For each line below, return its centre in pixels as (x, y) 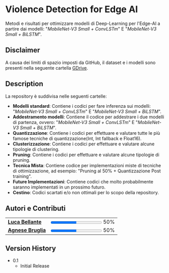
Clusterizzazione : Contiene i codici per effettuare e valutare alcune (83, 144)
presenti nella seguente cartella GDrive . (47, 68)
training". (22, 176)
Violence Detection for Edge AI (72, 9)
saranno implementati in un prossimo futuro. (59, 187)
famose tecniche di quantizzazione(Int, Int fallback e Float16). (77, 138)
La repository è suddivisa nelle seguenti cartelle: (56, 96)
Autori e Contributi (36, 208)
